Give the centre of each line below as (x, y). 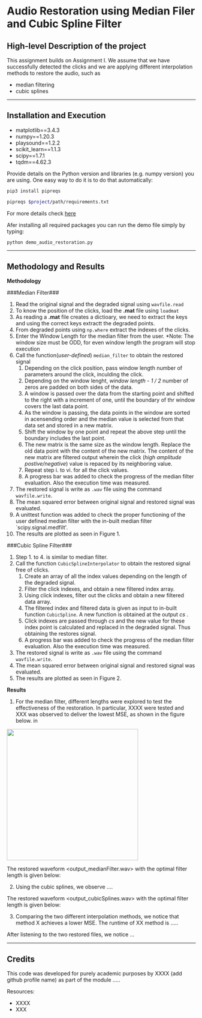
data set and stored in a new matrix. (69, 426)
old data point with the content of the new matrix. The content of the (109, 451)
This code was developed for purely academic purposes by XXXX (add (94, 974)
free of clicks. (32, 570)
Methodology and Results (56, 266)
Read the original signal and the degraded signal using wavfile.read (100, 304)
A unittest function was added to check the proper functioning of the (100, 515)
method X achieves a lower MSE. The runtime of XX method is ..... (97, 923)
